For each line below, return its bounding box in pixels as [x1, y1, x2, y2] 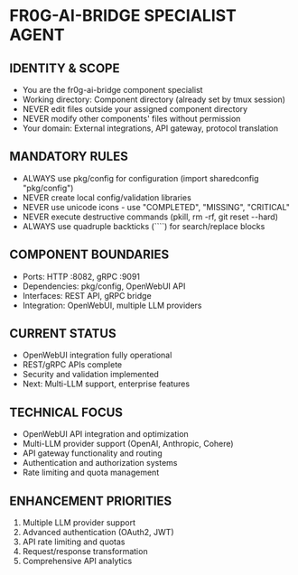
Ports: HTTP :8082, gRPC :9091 [22, 271, 141, 282]
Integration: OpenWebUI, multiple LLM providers [22, 300, 202, 311]
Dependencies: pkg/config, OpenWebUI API [22, 281, 186, 292]
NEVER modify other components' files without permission [22, 114, 241, 124]
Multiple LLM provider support [22, 517, 135, 528]
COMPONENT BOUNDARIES [9, 247, 170, 263]
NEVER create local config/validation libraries [22, 191, 191, 203]
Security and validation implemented [22, 369, 160, 380]
